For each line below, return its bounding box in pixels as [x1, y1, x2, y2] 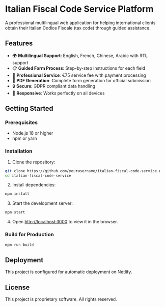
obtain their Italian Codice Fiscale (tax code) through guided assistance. [5, 25, 151, 31]
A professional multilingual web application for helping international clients [5, 20, 156, 26]
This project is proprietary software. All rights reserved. [5, 296, 117, 302]
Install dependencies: [12, 182, 56, 188]
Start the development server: [12, 200, 73, 206]
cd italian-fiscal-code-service [5, 173, 71, 178]
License [5, 283, 30, 291]
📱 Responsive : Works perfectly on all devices [12, 90, 105, 96]
